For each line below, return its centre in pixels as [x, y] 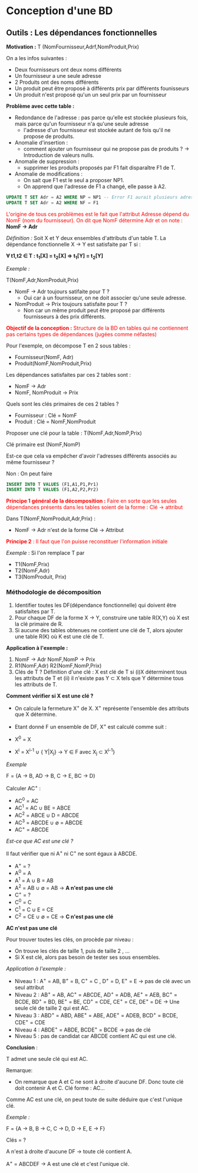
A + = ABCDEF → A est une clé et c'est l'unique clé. [68, 1163]
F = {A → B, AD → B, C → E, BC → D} [51, 776]
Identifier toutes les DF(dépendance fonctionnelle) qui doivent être [95, 605]
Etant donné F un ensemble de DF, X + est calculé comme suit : [90, 726]
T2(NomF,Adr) [32, 571]
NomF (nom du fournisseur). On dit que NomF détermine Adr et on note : [94, 220]
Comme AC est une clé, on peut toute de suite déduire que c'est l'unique [94, 1099]
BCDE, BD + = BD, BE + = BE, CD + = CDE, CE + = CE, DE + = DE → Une [97, 1001]
